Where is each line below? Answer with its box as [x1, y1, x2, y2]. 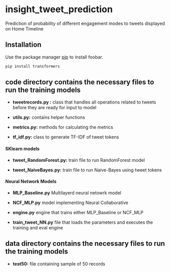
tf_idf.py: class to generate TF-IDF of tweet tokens [12, 134, 119, 140]
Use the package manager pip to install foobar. [5, 54, 103, 60]
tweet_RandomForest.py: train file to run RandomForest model [12, 157, 145, 163]
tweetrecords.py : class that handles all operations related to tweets [12, 99, 156, 105]
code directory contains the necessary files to [5, 78, 154, 87]
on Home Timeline [5, 25, 44, 31]
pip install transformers [5, 63, 60, 69]
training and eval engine [12, 224, 63, 230]
